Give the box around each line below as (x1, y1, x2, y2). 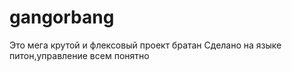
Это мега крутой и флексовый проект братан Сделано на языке (9, 39, 282, 51)
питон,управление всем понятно (9, 49, 150, 61)
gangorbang (9, 6, 115, 29)
